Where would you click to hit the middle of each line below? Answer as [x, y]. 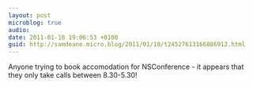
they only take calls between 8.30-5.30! [73, 75]
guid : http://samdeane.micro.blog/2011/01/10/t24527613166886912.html [127, 45]
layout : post [30, 15]
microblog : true [35, 23]
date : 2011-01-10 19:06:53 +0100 [63, 37]
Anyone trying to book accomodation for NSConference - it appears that [126, 67]
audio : [19, 30]
